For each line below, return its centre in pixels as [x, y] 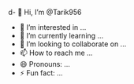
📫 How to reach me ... [56, 53]
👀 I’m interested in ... [53, 27]
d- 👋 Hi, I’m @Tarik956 [45, 12]
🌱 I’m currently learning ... [61, 36]
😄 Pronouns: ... [45, 64]
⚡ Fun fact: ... [41, 73]
